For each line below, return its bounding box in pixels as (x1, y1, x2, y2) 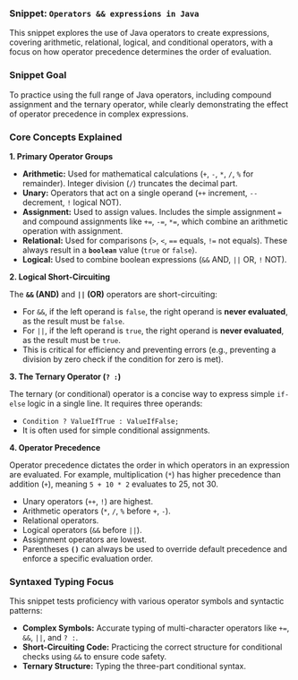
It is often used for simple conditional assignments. (21, 425, 210, 435)
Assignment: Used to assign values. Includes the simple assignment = (21, 206, 282, 217)
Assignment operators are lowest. (21, 534, 148, 545)
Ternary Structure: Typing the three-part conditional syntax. (21, 661, 246, 672)
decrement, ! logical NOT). (21, 196, 123, 208)
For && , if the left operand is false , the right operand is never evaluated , (21, 306, 288, 316)
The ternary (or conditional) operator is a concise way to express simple (9, 388, 276, 399)
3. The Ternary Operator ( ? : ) (9, 371, 122, 382)
